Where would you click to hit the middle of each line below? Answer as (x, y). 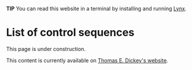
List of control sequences (70, 33)
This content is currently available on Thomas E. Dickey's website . (87, 60)
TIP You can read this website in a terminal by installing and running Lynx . (97, 9)
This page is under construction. (46, 49)
